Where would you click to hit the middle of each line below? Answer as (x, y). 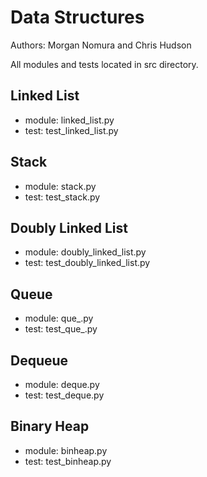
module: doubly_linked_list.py (85, 252)
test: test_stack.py (62, 197)
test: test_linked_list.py (71, 130)
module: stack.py (60, 186)
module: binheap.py (66, 450)
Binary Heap (50, 426)
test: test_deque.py (64, 395)
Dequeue (39, 360)
